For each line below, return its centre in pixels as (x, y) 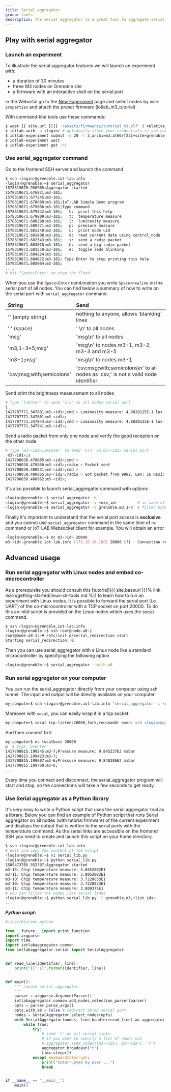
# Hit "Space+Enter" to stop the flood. (49, 273)
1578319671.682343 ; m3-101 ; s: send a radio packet (64, 240)
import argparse (22, 936)
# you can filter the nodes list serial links (55, 894)
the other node (21, 441)
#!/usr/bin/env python (29, 922)
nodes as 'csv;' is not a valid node (117, 375)
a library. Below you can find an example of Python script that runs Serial (82, 815)
